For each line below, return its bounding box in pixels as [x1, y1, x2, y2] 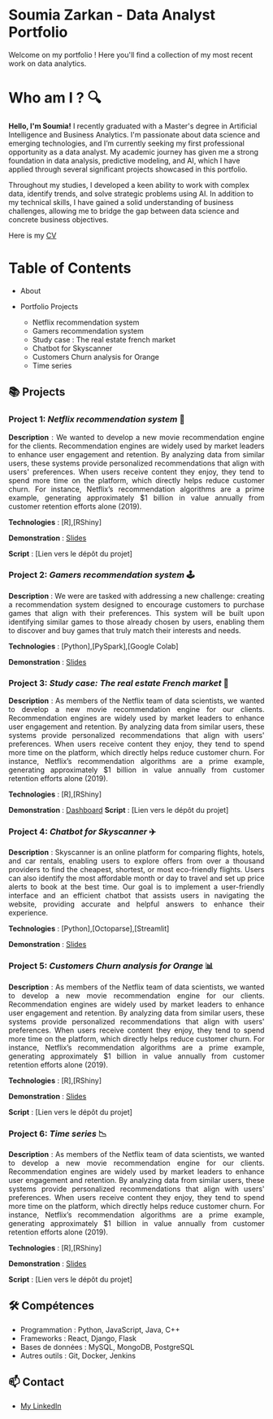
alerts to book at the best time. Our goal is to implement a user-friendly [8, 882, 265, 892]
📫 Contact [8, 1375, 65, 1389]
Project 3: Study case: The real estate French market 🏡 [8, 677, 229, 688]
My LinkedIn [19, 1401, 63, 1411]
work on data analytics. [8, 59, 87, 68]
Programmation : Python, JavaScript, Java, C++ [19, 1325, 180, 1334]
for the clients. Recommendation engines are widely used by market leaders [8, 441, 265, 451]
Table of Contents [8, 259, 132, 277]
